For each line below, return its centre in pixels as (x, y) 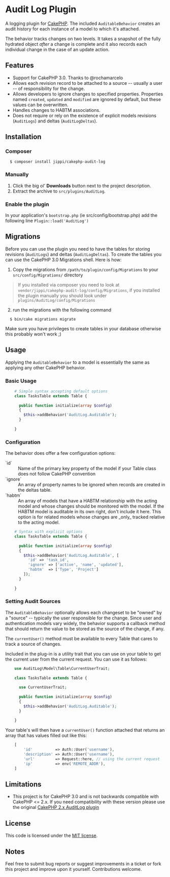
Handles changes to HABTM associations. (56, 110)
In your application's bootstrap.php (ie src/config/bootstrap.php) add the (81, 215)
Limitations (23, 784)
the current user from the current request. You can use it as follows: (76, 659)
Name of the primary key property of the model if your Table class (87, 468)
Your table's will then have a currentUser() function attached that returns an (85, 730)
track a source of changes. (33, 644)
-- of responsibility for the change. (49, 88)
